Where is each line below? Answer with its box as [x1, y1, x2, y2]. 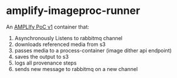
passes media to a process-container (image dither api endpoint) [14, 47, 172, 54]
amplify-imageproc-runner [6, 4, 141, 17]
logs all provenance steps [14, 59, 77, 66]
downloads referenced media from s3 [14, 41, 106, 48]
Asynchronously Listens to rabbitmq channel [14, 34, 123, 41]
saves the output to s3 [14, 53, 69, 60]
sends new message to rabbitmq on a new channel [14, 65, 138, 72]
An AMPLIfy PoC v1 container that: [6, 23, 90, 30]
